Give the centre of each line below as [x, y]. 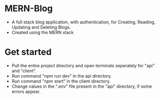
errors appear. [26, 91]
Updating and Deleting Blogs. [41, 27]
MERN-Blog [29, 9]
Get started [28, 52]
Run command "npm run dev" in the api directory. [62, 76]
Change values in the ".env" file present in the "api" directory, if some [82, 86]
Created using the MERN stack [43, 32]
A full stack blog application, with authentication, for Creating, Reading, [83, 22]
